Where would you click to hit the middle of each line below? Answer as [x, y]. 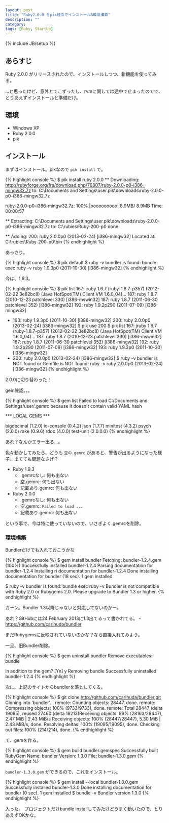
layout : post [19, 10]
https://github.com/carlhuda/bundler [44, 624]
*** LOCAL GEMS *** [28, 416]
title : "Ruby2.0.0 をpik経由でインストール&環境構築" [58, 15]
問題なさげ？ [45, 459]
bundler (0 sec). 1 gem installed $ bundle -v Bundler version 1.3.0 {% [77, 793]
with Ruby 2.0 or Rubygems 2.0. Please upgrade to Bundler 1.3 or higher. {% [85, 591]
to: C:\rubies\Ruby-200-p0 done [85, 226]
